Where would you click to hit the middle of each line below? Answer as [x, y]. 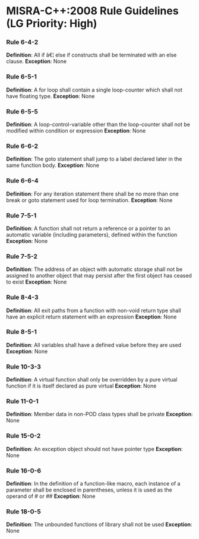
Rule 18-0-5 [24, 511]
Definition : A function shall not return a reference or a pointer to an [88, 228]
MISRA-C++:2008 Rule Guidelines [93, 11]
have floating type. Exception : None [50, 96]
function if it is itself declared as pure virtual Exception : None [81, 386]
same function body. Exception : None [53, 165]
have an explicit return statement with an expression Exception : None [91, 317]
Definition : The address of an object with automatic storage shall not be [94, 269]
